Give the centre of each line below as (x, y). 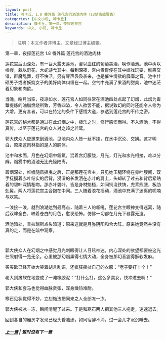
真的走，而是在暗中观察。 (31, 230)
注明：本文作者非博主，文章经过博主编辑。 (61, 43)
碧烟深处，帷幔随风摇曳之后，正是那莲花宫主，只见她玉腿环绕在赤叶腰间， (81, 172)
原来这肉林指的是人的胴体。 (42, 145)
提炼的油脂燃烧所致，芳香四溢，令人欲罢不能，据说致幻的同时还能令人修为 (85, 105)
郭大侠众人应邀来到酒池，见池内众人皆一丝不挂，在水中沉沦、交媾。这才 (79, 139)
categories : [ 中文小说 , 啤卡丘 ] (36, 19)
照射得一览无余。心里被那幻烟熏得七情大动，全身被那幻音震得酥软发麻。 (83, 257)
